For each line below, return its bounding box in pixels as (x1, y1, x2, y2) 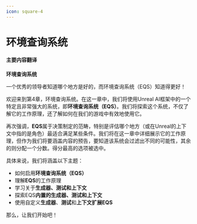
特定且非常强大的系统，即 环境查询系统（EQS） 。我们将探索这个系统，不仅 (6, 103, 184, 110)
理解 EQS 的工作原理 (14, 177, 62, 184)
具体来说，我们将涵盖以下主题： (6, 157, 83, 164)
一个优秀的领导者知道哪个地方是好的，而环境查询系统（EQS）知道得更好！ (6, 83, 186, 90)
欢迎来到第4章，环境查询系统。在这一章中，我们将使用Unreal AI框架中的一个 (6, 96, 191, 103)
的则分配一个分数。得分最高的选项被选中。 (6, 145, 109, 152)
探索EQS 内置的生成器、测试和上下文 (14, 192, 103, 199)
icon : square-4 (6, 8, 43, 15)
